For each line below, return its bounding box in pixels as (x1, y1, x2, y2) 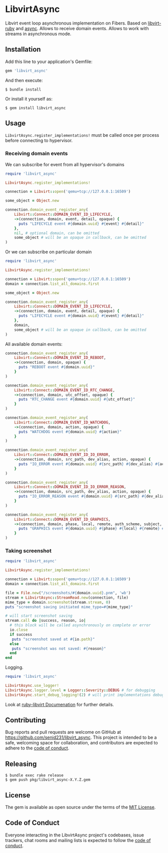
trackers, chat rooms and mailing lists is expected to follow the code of (5, 837, 151, 843)
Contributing (5, 716, 46, 724)
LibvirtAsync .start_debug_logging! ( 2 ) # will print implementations (5, 692, 151, 697)
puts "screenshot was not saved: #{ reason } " (11, 646, 106, 651)
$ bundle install (5, 87, 41, 92)
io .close (9, 627, 28, 633)
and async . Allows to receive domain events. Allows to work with (15, 25, 149, 31)
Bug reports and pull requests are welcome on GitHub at (5, 729, 121, 735)
